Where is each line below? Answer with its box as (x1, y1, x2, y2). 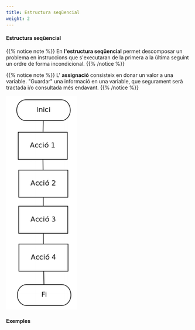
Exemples (6, 318, 31, 325)
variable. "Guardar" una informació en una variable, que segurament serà (6, 78, 183, 85)
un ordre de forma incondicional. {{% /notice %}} (6, 60, 125, 67)
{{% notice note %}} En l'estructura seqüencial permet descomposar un (6, 48, 183, 55)
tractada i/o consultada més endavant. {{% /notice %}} (6, 84, 139, 91)
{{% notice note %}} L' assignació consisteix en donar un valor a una (6, 71, 174, 79)
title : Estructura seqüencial (6, 9, 80, 15)
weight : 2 (6, 15, 30, 22)
